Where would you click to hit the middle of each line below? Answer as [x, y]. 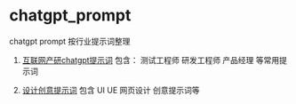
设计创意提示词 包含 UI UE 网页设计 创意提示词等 [111, 90]
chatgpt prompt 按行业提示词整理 [70, 41]
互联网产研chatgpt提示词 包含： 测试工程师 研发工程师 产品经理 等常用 [151, 60]
